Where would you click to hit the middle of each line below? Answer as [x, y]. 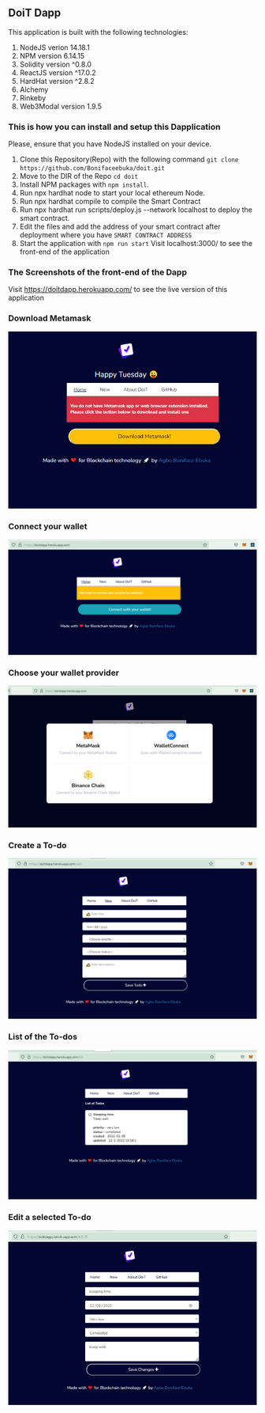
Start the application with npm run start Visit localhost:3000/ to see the [136, 244]
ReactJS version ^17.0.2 [58, 72]
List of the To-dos [43, 1037]
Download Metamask [50, 318]
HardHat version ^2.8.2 [57, 81]
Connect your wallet [48, 527]
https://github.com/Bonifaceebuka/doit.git [92, 169]
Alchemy [34, 89]
